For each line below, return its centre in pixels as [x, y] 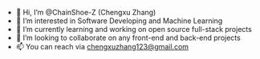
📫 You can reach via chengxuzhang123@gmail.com [102, 47]
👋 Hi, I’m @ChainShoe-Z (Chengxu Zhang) [86, 12]
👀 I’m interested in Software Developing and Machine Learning [119, 21]
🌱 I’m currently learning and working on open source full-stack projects [134, 29]
